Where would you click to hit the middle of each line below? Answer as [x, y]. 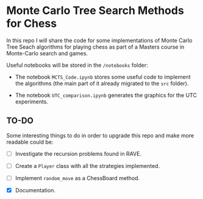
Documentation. [35, 190]
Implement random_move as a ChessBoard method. [77, 178]
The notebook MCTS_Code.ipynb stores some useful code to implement [103, 77]
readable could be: [30, 142]
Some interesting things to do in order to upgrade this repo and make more [100, 135]
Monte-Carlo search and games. [47, 53]
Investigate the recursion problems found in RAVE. [78, 153]
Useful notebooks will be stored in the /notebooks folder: [77, 65]
